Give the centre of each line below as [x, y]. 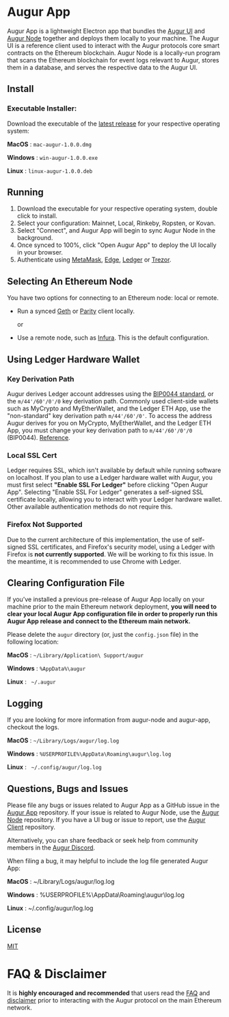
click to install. [37, 216]
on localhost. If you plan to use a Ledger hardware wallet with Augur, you [110, 478]
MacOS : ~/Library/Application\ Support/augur [76, 655]
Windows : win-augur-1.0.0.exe [52, 157]
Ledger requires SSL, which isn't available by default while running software [114, 470]
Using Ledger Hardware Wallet [73, 359]
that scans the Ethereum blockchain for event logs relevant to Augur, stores [113, 60]
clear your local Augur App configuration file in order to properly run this [112, 614]
